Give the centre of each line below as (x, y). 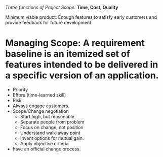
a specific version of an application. (82, 75)
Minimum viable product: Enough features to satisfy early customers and (81, 17)
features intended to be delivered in (82, 65)
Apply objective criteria (44, 143)
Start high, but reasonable (47, 116)
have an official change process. (47, 149)
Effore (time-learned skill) (39, 95)
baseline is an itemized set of (68, 54)
